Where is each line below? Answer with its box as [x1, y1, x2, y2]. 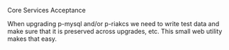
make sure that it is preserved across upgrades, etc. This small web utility [7, 27, 223, 35]
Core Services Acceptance [7, 6, 86, 14]
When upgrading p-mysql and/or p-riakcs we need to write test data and [7, 20, 220, 27]
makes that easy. [7, 35, 57, 43]
